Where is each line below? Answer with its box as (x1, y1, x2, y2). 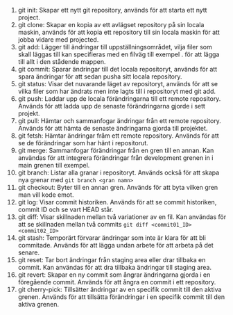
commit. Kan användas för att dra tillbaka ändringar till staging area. (17, 264, 212, 271)
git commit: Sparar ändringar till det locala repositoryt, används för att (17, 65, 218, 73)
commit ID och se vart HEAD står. (17, 205, 114, 213)
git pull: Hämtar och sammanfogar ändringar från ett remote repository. (17, 117, 221, 124)
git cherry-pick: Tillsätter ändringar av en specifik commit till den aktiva (17, 285, 222, 293)
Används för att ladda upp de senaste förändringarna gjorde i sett (17, 102, 205, 110)
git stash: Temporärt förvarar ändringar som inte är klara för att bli (17, 234, 207, 242)
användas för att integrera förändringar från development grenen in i (17, 154, 214, 162)
